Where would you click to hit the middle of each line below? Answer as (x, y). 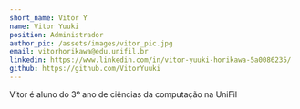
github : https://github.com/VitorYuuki (85, 69)
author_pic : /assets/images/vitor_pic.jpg (91, 43)
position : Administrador (57, 35)
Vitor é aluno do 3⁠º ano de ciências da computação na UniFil (124, 94)
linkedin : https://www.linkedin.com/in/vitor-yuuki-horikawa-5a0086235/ (150, 60)
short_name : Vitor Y (49, 18)
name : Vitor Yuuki (44, 26)
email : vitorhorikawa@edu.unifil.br (79, 52)
